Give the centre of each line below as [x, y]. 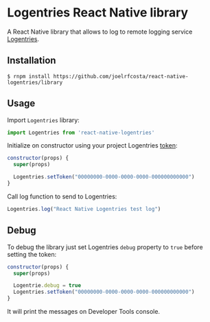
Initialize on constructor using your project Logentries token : [92, 146]
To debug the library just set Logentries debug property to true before [105, 247]
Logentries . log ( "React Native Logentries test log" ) [84, 209]
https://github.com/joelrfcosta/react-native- [121, 76]
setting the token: [32, 254]
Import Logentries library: [44, 120]
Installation [32, 61]
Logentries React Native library [98, 13]
